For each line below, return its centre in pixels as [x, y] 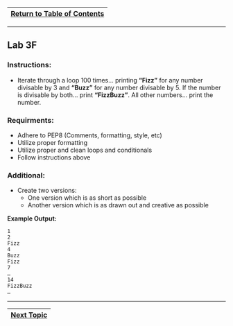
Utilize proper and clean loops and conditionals [85, 150]
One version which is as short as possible [87, 198]
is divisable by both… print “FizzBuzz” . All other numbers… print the [115, 95]
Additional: [26, 175]
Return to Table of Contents [58, 14]
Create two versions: [47, 191]
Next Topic [29, 315]
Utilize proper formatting [52, 142]
